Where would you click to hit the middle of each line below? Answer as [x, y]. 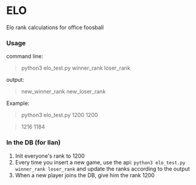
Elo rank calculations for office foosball [55, 27]
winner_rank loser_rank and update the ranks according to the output [102, 169]
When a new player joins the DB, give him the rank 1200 [85, 175]
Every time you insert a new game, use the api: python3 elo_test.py [100, 162]
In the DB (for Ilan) [33, 143]
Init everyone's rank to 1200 [50, 156]
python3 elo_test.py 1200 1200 [59, 115]
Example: [18, 103]
